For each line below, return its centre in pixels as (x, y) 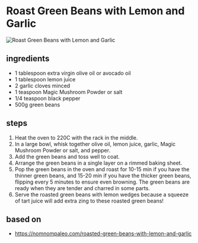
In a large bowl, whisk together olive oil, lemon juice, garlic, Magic (95, 144)
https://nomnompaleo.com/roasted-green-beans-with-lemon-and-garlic (103, 233)
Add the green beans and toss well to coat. (67, 156)
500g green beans (37, 105)
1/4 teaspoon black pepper (47, 98)
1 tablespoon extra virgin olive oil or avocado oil (73, 73)
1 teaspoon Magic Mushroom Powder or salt (68, 92)
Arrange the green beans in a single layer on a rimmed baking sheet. (98, 163)
